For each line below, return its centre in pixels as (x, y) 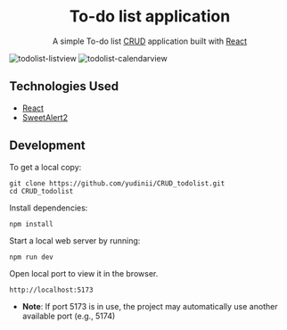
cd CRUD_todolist (41, 191)
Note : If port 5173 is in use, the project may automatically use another (150, 306)
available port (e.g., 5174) (69, 316)
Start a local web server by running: (75, 240)
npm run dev (31, 257)
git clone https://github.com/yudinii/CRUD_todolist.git (117, 183)
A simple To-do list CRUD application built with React (150, 41)
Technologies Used (64, 87)
